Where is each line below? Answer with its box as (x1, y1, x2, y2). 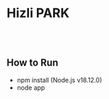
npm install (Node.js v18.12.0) (16, 75, 103, 84)
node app (16, 83, 45, 92)
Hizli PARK (6, 5, 70, 21)
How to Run (6, 57, 59, 69)
